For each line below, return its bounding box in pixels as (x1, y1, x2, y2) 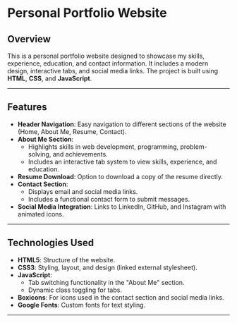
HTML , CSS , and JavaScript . (7, 74, 92, 83)
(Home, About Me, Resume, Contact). (17, 127, 127, 135)
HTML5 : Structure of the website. (17, 255, 116, 264)
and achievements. (52, 150, 108, 158)
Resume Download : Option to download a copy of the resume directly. (17, 172, 224, 181)
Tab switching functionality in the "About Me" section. (28, 278, 185, 286)
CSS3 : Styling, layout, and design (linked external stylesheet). (17, 263, 197, 272)
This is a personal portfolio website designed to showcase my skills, (7, 51, 205, 60)
